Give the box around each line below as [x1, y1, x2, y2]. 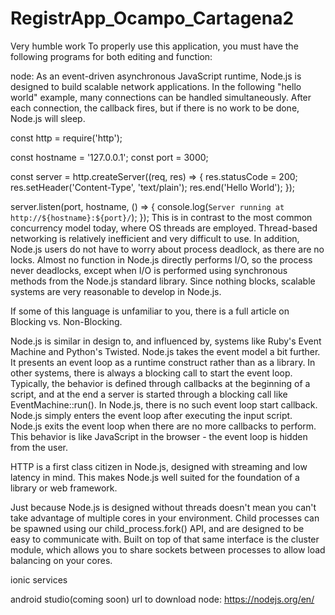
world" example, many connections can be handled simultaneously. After [10, 91, 312, 103]
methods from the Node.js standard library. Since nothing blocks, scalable [10, 275, 316, 287]
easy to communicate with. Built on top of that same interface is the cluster [10, 533, 320, 545]
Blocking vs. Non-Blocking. [10, 315, 123, 327]
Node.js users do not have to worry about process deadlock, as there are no [10, 243, 325, 255]
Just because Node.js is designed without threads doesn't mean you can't [10, 501, 317, 513]
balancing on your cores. [10, 554, 113, 566]
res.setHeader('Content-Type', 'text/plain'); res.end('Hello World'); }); [10, 181, 295, 193]
